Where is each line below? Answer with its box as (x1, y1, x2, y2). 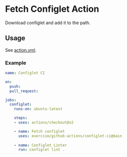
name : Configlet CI (5, 70, 45, 76)
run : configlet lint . (18, 147, 65, 152)
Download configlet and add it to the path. (5, 20, 91, 26)
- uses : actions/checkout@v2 (14, 120, 74, 125)
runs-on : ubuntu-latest (14, 107, 63, 112)
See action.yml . (5, 47, 37, 53)
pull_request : (9, 89, 38, 94)
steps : (14, 116, 28, 121)
